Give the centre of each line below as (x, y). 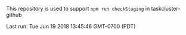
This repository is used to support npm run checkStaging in (78, 9)
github (14, 15)
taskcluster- (166, 9)
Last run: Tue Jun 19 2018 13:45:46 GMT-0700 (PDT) (71, 26)
